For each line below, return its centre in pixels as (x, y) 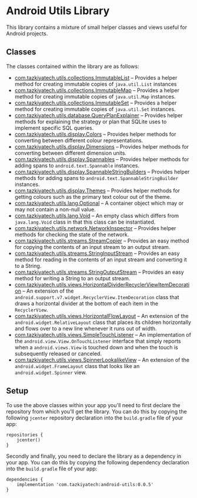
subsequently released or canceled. (58, 353)
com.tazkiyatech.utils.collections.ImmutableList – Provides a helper (96, 77)
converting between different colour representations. (79, 140)
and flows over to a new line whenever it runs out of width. (86, 328)
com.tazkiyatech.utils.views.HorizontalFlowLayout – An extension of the (102, 316)
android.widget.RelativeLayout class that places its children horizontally (103, 322)
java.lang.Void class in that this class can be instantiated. (85, 222)
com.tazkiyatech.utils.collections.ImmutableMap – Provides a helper (97, 90)
